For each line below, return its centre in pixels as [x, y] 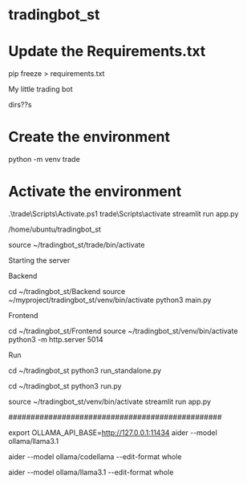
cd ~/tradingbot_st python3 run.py [65, 386]
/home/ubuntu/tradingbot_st [55, 229]
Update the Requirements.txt [107, 52]
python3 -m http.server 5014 [56, 339]
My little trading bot [40, 89]
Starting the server [39, 260]
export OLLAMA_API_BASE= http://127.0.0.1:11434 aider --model [113, 433]
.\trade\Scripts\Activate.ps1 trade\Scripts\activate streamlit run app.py [123, 214]
